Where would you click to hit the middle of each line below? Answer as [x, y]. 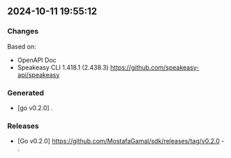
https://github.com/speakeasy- [155, 67]
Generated [25, 93]
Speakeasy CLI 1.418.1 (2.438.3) [63, 67]
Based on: [22, 46]
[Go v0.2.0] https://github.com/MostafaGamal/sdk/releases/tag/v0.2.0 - [121, 141]
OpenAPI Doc [37, 60]
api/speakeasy [38, 74]
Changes [23, 31]
